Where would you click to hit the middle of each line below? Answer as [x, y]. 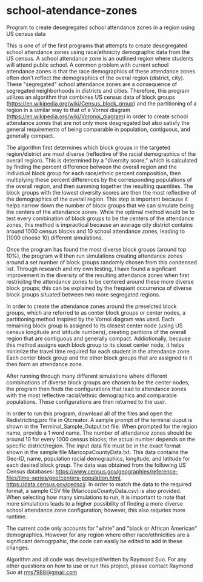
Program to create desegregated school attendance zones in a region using [101, 27]
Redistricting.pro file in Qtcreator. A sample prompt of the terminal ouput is [99, 420]
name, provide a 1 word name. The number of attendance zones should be [99, 433]
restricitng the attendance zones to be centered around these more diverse [100, 281]
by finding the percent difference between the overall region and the [92, 167]
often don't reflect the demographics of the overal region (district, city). [95, 78]
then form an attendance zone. [45, 364]
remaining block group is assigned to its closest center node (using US [95, 326]
